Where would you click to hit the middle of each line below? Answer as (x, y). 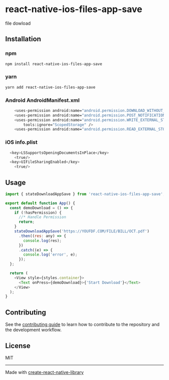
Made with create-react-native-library (45, 372)
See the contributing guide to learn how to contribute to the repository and (82, 325)
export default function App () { (40, 203)
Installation (23, 39)
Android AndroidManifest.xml (43, 100)
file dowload (18, 23)
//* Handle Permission (42, 217)
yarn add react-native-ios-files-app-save (50, 87)
